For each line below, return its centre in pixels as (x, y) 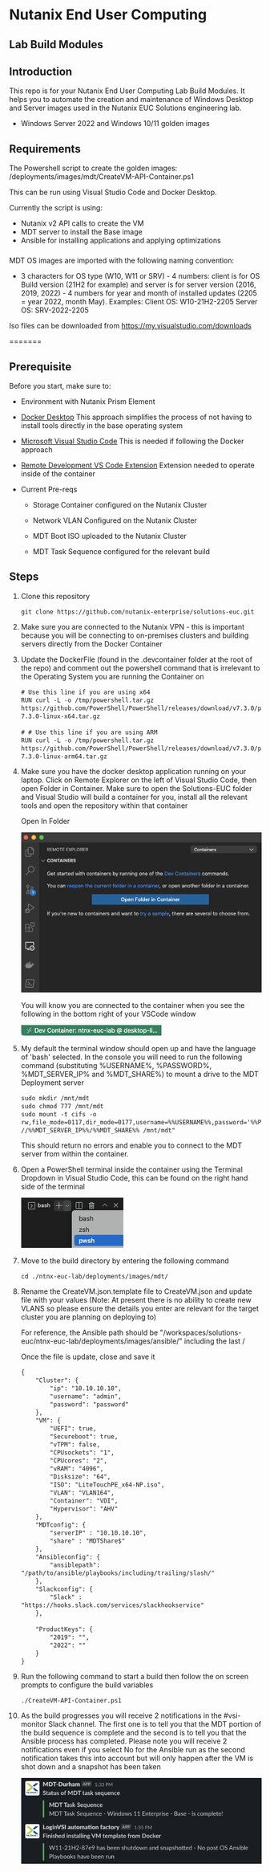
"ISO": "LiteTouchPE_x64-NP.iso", (107, 1485)
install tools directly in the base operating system (102, 425)
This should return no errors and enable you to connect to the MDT (131, 1145)
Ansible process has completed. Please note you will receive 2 (124, 1741)
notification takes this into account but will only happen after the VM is (137, 1758)
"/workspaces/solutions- (201, 1332)
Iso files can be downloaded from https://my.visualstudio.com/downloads (130, 326)
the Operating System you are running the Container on (112, 676)
